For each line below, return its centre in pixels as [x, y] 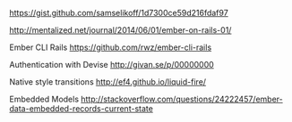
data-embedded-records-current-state [82, 109]
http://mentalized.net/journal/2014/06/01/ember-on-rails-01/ [120, 30]
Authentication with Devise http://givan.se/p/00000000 [112, 65]
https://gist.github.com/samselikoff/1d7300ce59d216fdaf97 [119, 13]
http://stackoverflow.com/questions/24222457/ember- [182, 99]
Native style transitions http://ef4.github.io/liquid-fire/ [108, 82]
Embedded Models [44, 99]
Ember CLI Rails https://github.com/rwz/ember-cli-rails [111, 47]
